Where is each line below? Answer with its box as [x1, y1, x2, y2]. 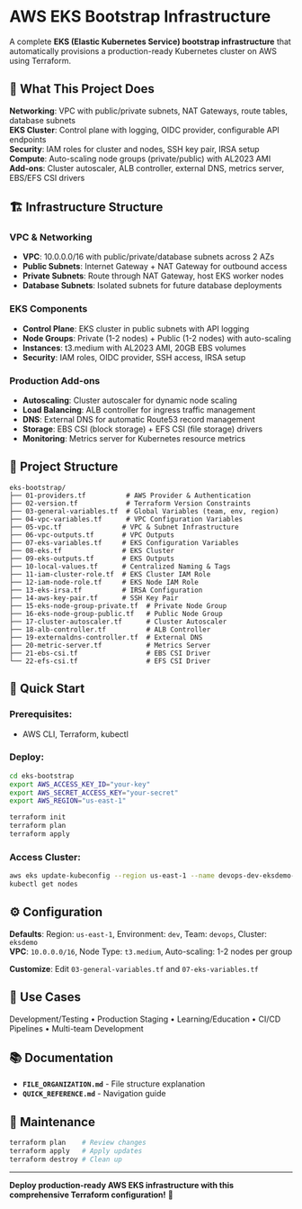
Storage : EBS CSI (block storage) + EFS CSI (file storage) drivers [22, 423, 263, 434]
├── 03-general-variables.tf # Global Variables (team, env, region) [9, 506, 280, 515]
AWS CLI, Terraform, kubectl [22, 728, 129, 740]
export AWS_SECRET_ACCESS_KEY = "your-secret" [9, 788, 179, 797]
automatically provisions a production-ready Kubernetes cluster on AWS [9, 45, 277, 56]
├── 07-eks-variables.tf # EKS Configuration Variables [9, 538, 240, 547]
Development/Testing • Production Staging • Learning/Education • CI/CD [9, 1014, 281, 1024]
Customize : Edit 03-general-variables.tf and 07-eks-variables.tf [9, 963, 259, 974]
